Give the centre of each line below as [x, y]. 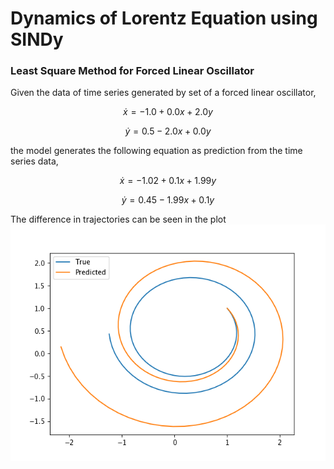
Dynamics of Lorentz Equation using [164, 18]
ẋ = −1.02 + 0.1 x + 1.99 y [168, 181]
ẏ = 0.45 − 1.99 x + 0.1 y [168, 200]
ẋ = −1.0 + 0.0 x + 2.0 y [168, 112]
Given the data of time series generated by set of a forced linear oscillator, [163, 93]
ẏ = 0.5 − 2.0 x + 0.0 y [168, 131]
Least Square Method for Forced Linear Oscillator [132, 71]
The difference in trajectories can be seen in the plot [118, 219]
